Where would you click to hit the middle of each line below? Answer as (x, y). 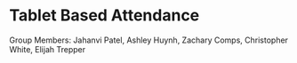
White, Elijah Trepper (48, 49)
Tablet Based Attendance (104, 16)
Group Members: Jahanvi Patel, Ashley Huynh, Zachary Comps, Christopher (149, 40)
